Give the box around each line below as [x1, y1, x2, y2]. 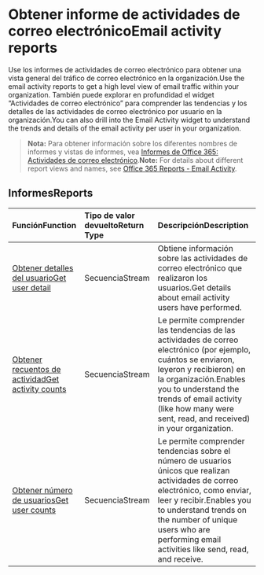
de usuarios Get [12, 494, 69, 505]
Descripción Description [157, 219, 249, 230]
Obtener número [12, 485, 73, 496]
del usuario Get [12, 272, 67, 283]
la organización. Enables [157, 374, 246, 385]
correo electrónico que [157, 262, 242, 273]
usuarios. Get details [157, 282, 232, 293]
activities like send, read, [157, 544, 249, 555]
